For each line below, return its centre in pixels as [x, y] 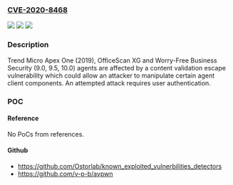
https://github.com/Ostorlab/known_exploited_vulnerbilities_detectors [120, 166]
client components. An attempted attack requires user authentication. [109, 83]
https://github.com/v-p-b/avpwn [65, 174]
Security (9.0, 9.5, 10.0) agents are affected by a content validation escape [117, 68]
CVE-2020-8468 [37, 10]
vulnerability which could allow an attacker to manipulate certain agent [111, 75]
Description [28, 45]
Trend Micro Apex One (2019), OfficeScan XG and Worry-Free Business [112, 60]
